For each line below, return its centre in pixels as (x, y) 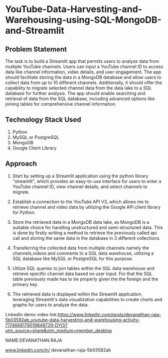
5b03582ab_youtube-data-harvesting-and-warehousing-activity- (73, 320)
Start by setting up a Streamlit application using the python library (80, 176)
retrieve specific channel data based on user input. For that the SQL (82, 274)
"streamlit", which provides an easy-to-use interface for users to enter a (87, 181)
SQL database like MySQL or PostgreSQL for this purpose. (73, 258)
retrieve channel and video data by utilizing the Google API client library (87, 207)
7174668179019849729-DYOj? (36, 325)
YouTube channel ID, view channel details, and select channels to (80, 187)
